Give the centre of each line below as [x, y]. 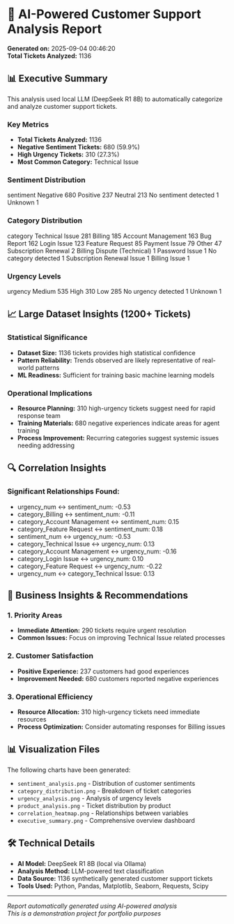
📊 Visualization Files [54, 750]
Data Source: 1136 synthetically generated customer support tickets [115, 878]
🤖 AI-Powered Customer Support [104, 14]
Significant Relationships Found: [63, 491]
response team [39, 415]
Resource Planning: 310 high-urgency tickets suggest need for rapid [116, 408]
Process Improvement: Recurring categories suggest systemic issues [118, 438]
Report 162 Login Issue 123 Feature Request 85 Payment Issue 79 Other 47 [115, 243]
